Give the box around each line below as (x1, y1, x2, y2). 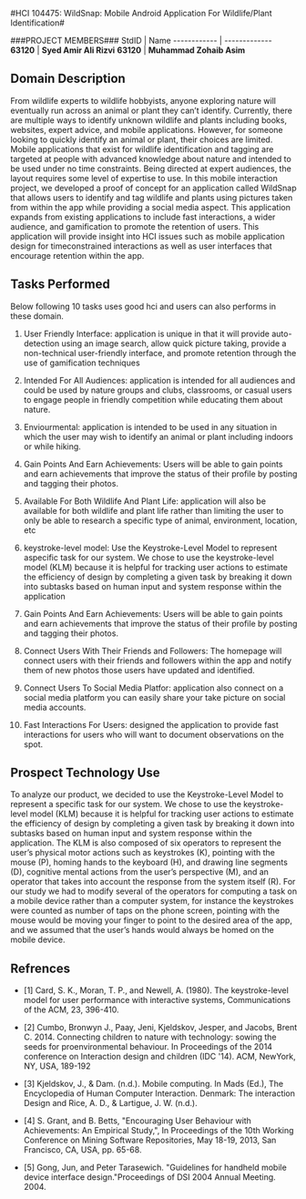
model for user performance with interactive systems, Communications (23, 995, 291, 1006)
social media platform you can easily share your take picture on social (23, 692, 286, 702)
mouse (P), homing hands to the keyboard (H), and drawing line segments (10, 856, 288, 868)
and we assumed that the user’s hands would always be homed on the (10, 925, 274, 936)
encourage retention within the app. (10, 250, 145, 261)
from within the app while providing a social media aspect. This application (10, 201, 291, 212)
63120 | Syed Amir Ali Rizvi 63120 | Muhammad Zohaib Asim (10, 45, 246, 56)
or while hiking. (23, 441, 81, 452)
